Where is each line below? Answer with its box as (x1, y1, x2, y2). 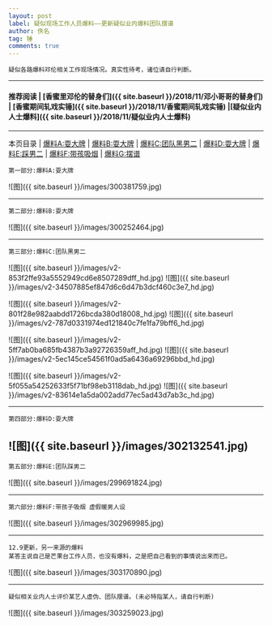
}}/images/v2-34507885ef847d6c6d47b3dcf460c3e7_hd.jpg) (8, 282, 215, 292)
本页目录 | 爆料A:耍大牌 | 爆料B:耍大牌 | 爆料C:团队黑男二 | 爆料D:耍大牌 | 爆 (8, 139, 260, 148)
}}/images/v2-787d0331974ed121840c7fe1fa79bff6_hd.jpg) (8, 318, 205, 328)
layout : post (8, 11, 53, 20)
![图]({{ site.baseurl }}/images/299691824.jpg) (8, 478, 163, 487)
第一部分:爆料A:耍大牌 (8, 167, 74, 175)
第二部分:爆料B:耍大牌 (8, 208, 74, 216)
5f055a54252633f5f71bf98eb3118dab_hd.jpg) (8, 381, 162, 391)
